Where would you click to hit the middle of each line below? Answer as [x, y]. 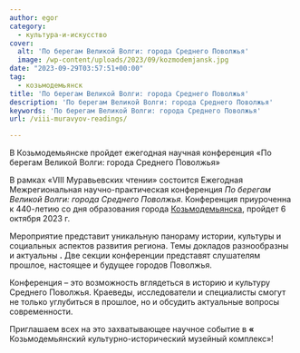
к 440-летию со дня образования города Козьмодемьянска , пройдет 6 [148, 209]
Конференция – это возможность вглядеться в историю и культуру [140, 283]
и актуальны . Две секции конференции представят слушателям [135, 256]
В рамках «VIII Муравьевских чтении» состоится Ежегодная [126, 180]
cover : [22, 43]
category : [28, 26]
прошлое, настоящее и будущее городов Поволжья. [111, 265]
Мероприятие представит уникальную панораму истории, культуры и [145, 236]
